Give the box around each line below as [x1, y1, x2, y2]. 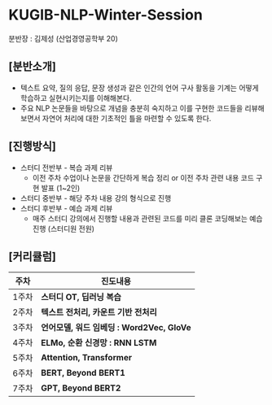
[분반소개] [8, 59, 57, 74]
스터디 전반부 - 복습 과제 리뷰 [20, 163, 113, 172]
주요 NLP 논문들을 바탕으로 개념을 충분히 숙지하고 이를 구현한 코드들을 [20, 103, 243, 113]
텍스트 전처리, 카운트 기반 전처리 [40, 307, 157, 318]
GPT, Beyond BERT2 [40, 382, 121, 394]
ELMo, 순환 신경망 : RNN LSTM [40, 337, 157, 349]
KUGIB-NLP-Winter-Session [8, 6, 204, 24]
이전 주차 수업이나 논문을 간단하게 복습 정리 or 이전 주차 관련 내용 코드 [32, 172, 255, 182]
